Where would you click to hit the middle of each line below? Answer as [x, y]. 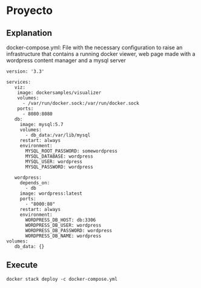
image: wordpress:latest [51, 193]
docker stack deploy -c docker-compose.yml [62, 279]
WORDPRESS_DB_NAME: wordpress [63, 236]
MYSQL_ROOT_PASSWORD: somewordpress [71, 151]
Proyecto [30, 11]
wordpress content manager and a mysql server [66, 60]
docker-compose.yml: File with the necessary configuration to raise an [94, 47]
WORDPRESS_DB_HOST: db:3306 [61, 220]
